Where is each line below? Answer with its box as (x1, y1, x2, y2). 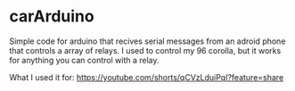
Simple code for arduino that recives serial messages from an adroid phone (9, 36, 286, 46)
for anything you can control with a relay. (9, 54, 160, 65)
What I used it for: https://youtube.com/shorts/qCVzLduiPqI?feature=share (9, 71, 284, 82)
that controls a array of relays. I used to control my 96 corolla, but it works (9, 45, 282, 55)
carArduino (9, 6, 95, 27)
